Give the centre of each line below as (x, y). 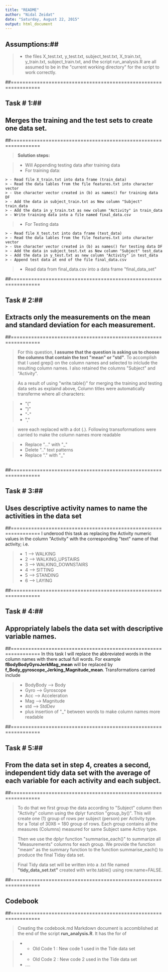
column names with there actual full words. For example (63, 659)
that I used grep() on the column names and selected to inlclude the (88, 363)
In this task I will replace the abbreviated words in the (96, 654)
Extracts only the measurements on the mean (78, 317)
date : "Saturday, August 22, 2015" (42, 19)
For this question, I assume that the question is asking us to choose (88, 352)
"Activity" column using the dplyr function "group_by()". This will (84, 813)
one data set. (26, 128)
